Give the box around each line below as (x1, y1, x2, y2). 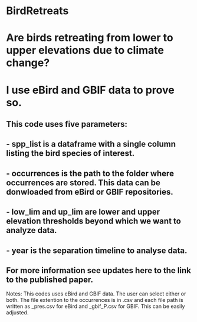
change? (6, 56, 50, 70)
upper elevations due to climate (6, 44, 164, 57)
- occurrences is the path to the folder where (6, 168, 174, 178)
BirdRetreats (6, 4, 69, 18)
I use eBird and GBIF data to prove (6, 83, 175, 97)
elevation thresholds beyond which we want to (6, 216, 181, 226)
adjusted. (6, 309, 29, 316)
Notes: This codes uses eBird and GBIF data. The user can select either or (6, 290, 186, 297)
